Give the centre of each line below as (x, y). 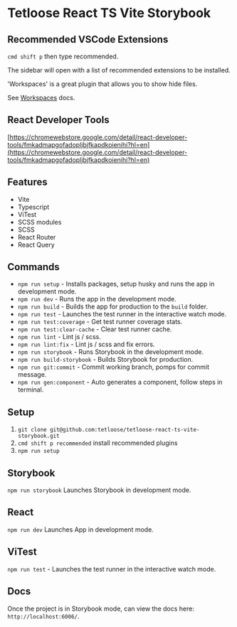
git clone (32, 430)
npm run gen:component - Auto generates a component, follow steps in (120, 382)
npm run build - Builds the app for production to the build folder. (113, 306)
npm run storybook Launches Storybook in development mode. (99, 490)
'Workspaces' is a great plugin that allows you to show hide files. (102, 84)
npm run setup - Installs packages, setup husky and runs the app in (116, 284)
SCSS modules (39, 222)
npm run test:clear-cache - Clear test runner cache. (95, 329)
